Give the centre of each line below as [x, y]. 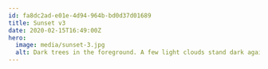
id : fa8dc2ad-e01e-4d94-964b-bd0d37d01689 [80, 15]
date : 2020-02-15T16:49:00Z [55, 30]
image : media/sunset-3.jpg [60, 45]
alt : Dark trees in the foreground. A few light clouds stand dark [130, 52]
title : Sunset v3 [37, 23]
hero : [17, 38]
